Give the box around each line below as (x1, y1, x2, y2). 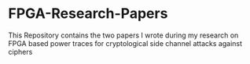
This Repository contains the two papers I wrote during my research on (8, 30, 239, 40)
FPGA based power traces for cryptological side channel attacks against (8, 38, 242, 48)
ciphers (8, 47, 33, 56)
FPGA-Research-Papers (8, 5, 168, 23)
